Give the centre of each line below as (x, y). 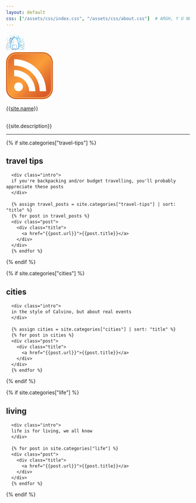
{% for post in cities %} (43, 335)
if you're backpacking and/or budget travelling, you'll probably (94, 181)
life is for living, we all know (52, 431)
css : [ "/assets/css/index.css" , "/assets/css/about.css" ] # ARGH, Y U (95, 18)
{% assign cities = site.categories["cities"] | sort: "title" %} (94, 330)
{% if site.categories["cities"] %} (45, 273)
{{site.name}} (22, 108)
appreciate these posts (35, 187)
